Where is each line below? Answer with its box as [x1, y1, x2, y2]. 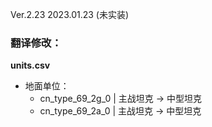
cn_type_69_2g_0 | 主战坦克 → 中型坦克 [39, 93, 203, 105]
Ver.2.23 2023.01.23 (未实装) [10, 9, 130, 20]
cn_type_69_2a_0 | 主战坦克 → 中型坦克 [39, 105, 202, 117]
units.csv [10, 59, 51, 72]
